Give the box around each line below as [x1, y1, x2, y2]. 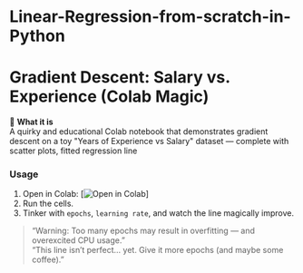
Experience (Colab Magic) [9, 86, 210, 107]
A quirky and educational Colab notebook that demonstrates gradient [9, 126, 269, 137]
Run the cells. [22, 198, 74, 210]
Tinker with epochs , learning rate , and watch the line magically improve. [22, 208, 295, 219]
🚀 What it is [9, 116, 54, 128]
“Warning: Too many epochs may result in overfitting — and [31, 225, 256, 237]
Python [9, 25, 65, 46]
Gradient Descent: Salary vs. [9, 67, 230, 88]
